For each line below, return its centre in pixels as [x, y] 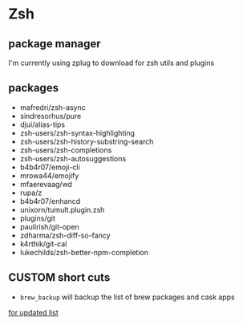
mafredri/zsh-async [53, 107]
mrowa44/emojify [49, 175]
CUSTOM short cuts [59, 278]
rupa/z [31, 193]
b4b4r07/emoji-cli [50, 167]
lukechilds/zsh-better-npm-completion [84, 252]
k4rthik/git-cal [43, 244]
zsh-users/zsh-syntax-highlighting [77, 132]
